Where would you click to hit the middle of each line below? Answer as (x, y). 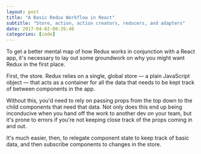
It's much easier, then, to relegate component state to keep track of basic (98, 138)
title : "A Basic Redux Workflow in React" (61, 18)
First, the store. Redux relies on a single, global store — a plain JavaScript (98, 76)
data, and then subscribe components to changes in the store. (84, 144)
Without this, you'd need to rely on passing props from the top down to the (99, 101)
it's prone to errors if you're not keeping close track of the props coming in (99, 120)
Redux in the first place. (36, 65)
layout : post (23, 12)
